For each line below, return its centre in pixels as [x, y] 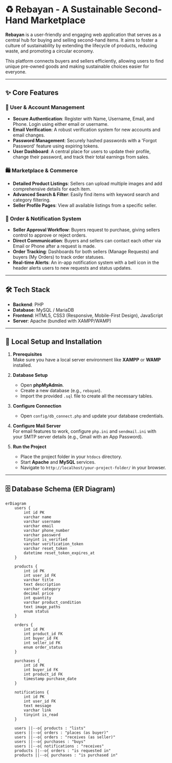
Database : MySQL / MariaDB [43, 310]
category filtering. [32, 200]
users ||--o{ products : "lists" [50, 728]
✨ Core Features [32, 93]
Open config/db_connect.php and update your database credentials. [92, 416]
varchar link [38, 710]
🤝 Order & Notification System [43, 218]
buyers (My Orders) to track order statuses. [59, 257]
